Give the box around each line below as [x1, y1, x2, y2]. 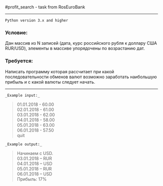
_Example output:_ [5, 142, 42, 147]
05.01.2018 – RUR [16, 166, 52, 171]
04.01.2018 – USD [16, 160, 52, 167]
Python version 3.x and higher [5, 18, 68, 23]
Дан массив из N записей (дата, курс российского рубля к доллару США [5, 40, 157, 46]
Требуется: [5, 58, 33, 65]
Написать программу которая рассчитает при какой [5, 68, 114, 74]
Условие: [5, 29, 28, 36]
